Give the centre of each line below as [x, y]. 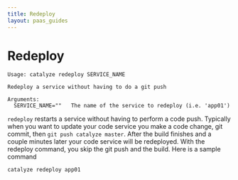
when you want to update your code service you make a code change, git [115, 127]
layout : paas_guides [38, 21]
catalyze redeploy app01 [44, 170]
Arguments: [23, 100]
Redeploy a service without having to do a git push [87, 87]
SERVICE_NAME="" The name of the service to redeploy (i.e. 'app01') [122, 106]
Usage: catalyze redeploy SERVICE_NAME [66, 75]
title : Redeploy [31, 14]
